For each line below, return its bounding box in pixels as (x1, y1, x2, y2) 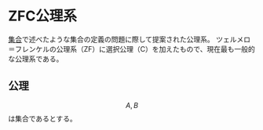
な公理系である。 (8, 54, 64, 63)
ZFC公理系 (8, 7, 77, 25)
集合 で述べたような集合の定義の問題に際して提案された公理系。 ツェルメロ (8, 34, 251, 44)
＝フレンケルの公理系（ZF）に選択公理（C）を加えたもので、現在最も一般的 (8, 44, 255, 53)
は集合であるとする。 (8, 114, 77, 123)
